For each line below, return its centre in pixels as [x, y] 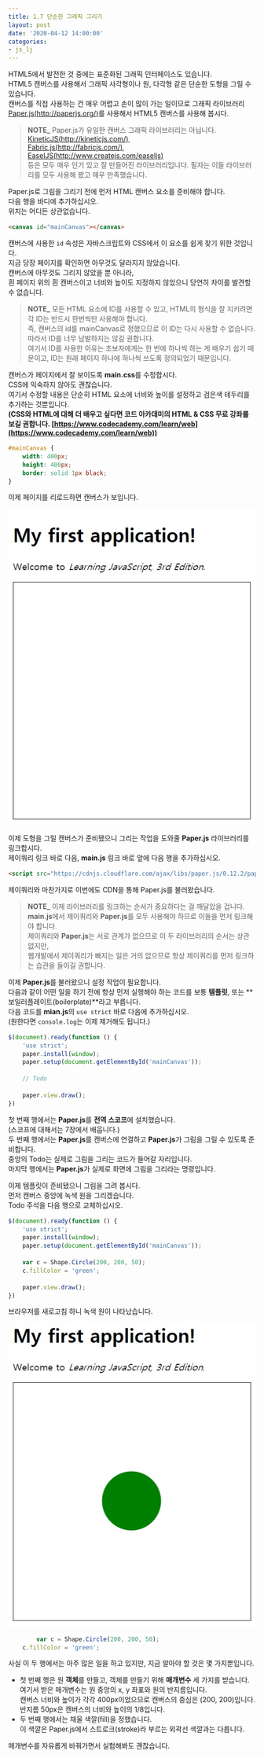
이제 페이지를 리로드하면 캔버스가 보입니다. [73, 497]
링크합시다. [25, 848]
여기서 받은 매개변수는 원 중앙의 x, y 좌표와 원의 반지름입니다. [113, 1690]
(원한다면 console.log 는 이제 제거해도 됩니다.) [79, 1021]
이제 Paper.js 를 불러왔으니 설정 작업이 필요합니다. [84, 982]
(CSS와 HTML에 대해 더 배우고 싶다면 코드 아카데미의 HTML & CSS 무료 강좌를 [128, 414]
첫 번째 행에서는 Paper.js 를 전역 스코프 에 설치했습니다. [92, 1120]
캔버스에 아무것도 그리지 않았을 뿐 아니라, [71, 272]
